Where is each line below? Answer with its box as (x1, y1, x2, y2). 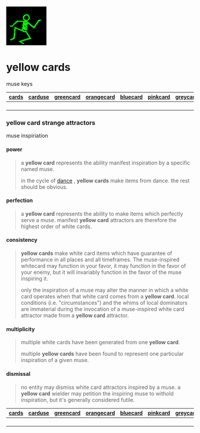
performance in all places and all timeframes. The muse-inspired (20, 256, 180, 263)
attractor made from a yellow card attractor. (20, 312, 129, 319)
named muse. (20, 165, 55, 173)
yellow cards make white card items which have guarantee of (20, 250, 173, 257)
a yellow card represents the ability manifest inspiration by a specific (20, 159, 190, 166)
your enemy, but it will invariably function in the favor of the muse (20, 269, 182, 276)
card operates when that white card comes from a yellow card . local (20, 293, 189, 300)
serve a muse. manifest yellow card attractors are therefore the (20, 216, 177, 223)
